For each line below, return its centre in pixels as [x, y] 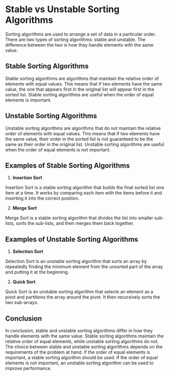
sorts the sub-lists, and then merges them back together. [75, 223]
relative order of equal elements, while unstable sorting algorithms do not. [82, 341]
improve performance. [29, 368]
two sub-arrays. [22, 303]
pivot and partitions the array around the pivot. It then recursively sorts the [83, 297]
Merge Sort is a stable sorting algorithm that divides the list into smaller [79, 218]
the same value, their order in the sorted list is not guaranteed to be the [79, 139]
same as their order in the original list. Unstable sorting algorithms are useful [85, 144]
